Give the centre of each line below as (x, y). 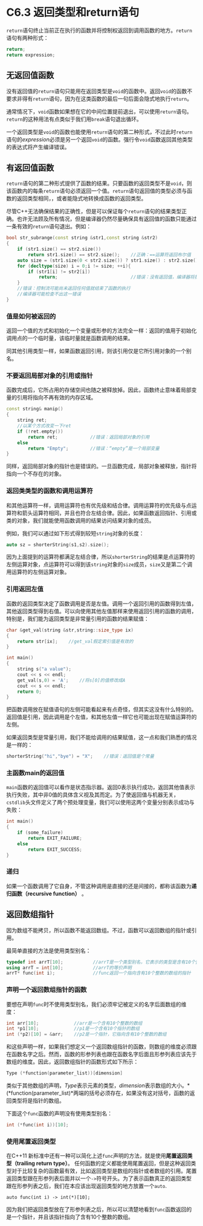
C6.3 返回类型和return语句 (73, 12)
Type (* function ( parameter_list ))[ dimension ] (64, 1073)
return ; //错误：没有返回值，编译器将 (117, 277)
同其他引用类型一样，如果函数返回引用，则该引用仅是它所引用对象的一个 (96, 351)
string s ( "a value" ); (44, 669)
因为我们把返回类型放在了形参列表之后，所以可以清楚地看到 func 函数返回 (96, 1210)
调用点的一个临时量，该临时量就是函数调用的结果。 (70, 338)
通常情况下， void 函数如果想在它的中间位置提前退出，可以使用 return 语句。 (99, 111)
